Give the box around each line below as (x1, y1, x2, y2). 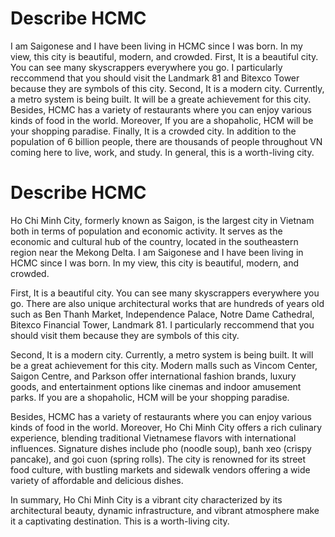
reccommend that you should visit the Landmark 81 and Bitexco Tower (10, 72, 300, 84)
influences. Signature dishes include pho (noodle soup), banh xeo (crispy (10, 442, 312, 454)
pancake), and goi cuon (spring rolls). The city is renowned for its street (10, 453, 307, 465)
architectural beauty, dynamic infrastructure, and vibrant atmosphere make (10, 504, 320, 516)
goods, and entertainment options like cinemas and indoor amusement (10, 380, 302, 392)
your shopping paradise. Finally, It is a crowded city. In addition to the (10, 125, 297, 137)
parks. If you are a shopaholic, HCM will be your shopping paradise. (10, 391, 290, 403)
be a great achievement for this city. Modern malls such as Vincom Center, (10, 359, 318, 371)
